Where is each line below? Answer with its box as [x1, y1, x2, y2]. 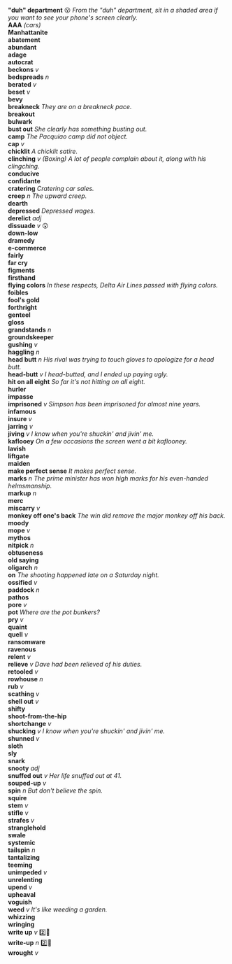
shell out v [8, 697, 39, 705]
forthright [8, 304, 37, 311]
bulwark [8, 118, 33, 125]
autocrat [8, 58, 34, 66]
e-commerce [8, 244, 47, 252]
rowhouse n [8, 675, 44, 683]
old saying [8, 556, 39, 564]
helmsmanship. [8, 482, 52, 490]
